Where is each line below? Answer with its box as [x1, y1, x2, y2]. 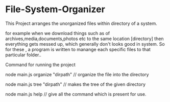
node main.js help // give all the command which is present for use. [5, 91, 147, 97]
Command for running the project [5, 61, 76, 67]
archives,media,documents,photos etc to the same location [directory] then [5, 36, 164, 42]
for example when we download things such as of [5, 30, 110, 36]
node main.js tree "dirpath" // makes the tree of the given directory [5, 81, 146, 87]
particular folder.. [5, 52, 42, 58]
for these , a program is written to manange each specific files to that [5, 46, 151, 52]
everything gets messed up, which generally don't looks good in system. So [5, 41, 165, 47]
